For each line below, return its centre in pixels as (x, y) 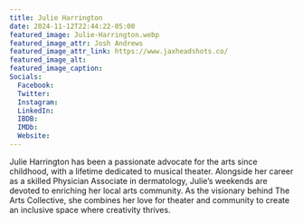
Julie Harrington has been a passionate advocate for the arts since (133, 161)
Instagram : (38, 102)
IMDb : (28, 128)
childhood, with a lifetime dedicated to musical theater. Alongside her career (151, 171)
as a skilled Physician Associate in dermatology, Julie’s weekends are (139, 180)
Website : (34, 136)
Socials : (26, 77)
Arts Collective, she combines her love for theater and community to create (150, 200)
